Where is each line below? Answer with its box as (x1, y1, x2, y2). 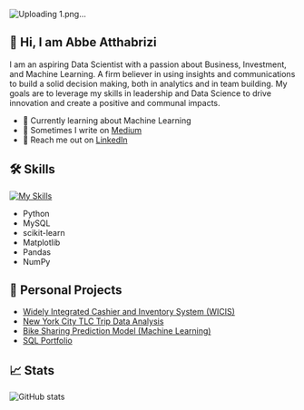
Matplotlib (22, 237, 61, 248)
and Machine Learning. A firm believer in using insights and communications (9, 68, 296, 79)
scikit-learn (22, 227, 65, 238)
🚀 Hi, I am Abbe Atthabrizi (9, 34, 157, 50)
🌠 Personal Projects (9, 282, 123, 298)
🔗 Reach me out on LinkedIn (22, 134, 128, 145)
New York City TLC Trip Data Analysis (22, 316, 164, 327)
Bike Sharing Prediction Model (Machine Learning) (22, 326, 211, 337)
